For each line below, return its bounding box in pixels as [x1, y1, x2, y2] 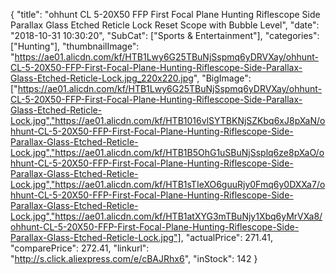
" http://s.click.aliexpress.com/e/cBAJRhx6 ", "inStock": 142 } [10, 253, 258, 264]
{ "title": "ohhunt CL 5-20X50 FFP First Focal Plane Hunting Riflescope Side [10, 9, 321, 20]
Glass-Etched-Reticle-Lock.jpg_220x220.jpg [10, 72, 194, 84]
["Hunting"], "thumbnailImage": [10, 40, 140, 52]
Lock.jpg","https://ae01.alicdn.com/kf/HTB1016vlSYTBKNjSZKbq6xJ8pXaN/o [10, 115, 326, 126]
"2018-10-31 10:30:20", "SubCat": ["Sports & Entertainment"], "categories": [10, 30, 320, 41]
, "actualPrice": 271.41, [180, 232, 274, 243]
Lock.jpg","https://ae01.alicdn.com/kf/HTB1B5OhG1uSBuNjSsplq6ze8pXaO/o [10, 147, 325, 158]
